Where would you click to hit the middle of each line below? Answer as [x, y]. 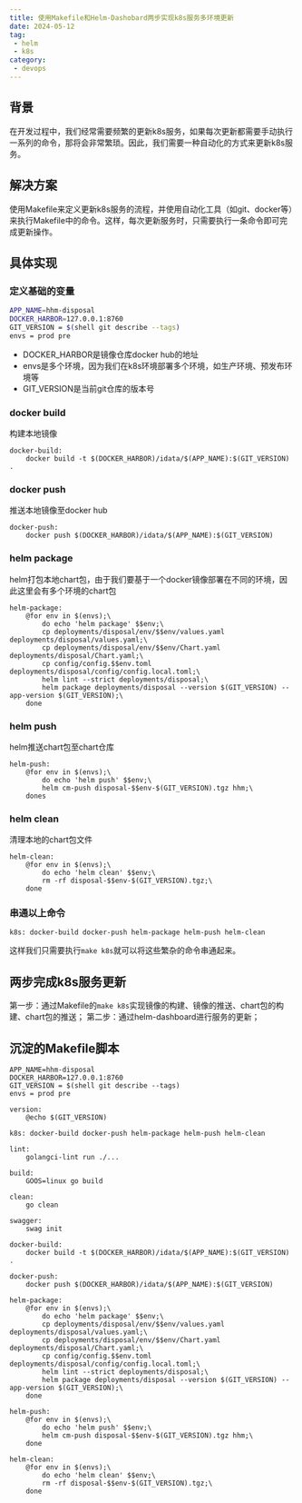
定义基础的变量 [42, 291]
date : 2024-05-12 [42, 26]
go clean [42, 1205]
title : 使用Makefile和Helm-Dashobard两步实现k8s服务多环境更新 [122, 18]
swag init [44, 1229]
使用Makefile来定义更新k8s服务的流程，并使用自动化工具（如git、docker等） [151, 209]
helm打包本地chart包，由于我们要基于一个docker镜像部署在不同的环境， [145, 579]
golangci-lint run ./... [73, 1158]
